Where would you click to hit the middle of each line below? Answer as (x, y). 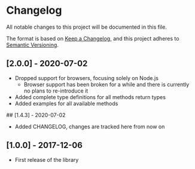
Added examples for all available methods (66, 103)
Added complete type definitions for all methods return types (90, 97)
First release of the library (47, 159)
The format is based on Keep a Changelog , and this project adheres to (93, 38)
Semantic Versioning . (32, 45)
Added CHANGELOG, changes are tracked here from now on (90, 127)
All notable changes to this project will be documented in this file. (87, 27)
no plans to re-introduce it (56, 91)
